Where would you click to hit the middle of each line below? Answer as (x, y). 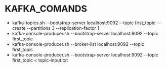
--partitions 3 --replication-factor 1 (63, 28)
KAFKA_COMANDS (46, 9)
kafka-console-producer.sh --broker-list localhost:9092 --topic (78, 44)
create (19, 28)
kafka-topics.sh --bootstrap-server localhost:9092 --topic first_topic (84, 23)
